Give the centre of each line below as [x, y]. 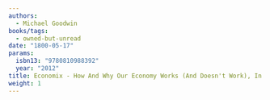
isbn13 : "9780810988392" [57, 61]
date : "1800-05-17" [41, 46]
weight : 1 [25, 83]
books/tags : [28, 31]
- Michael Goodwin [47, 23]
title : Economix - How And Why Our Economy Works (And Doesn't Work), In [135, 76]
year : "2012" [38, 69]
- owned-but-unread [49, 38]
